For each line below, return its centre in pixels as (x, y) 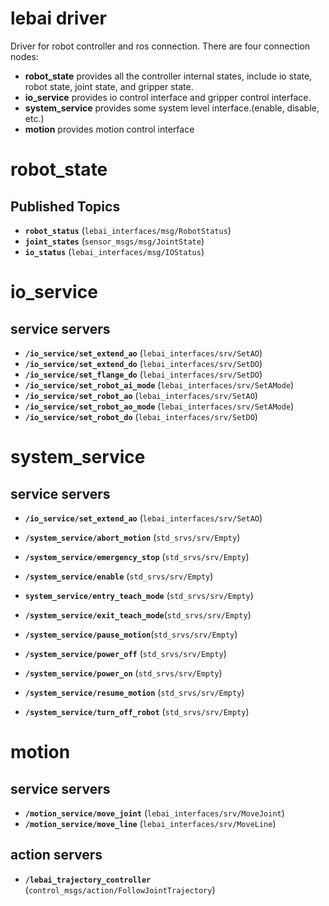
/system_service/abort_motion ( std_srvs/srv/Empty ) (132, 537)
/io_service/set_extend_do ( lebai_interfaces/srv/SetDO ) (143, 363)
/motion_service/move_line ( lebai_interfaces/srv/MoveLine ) (150, 823)
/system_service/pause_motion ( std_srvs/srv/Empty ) (131, 634)
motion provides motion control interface (109, 129)
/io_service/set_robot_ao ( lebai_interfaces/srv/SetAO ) (141, 395)
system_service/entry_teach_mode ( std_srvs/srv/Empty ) (139, 595)
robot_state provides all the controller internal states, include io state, (168, 76)
